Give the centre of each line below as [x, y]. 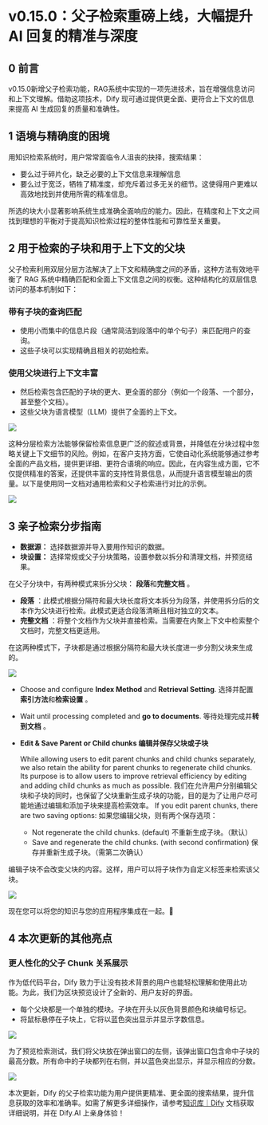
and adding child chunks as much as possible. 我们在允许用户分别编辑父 [138, 785]
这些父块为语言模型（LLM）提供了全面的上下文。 [100, 412]
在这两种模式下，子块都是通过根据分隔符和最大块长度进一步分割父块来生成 [130, 647]
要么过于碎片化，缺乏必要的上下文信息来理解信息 [100, 174]
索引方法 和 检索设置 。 [56, 699]
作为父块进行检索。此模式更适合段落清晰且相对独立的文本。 [125, 611]
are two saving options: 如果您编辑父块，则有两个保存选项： [118, 816]
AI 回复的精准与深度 [73, 36]
